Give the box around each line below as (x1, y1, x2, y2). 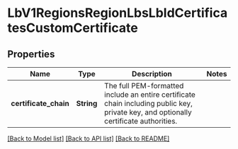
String (76, 99, 98, 108)
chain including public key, (103, 99, 193, 108)
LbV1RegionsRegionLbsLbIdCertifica (7, 5, 228, 21)
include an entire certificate (103, 90, 196, 100)
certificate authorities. (103, 117, 178, 126)
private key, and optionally (103, 107, 193, 117)
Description (132, 69, 172, 78)
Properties (7, 48, 55, 60)
